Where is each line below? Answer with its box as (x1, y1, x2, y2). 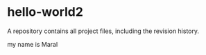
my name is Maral (7, 40, 58, 48)
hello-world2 (7, 4, 83, 20)
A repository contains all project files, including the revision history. (7, 27, 200, 35)
